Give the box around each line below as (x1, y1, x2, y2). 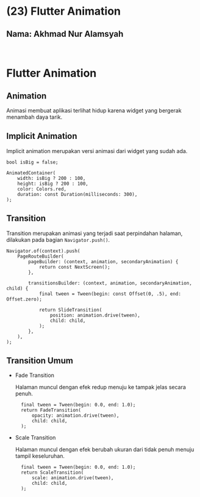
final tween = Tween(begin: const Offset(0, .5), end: (38, 291, 182, 297)
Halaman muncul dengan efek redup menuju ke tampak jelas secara (15, 384, 186, 391)
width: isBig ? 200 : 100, (17, 175, 86, 181)
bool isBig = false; (6, 159, 59, 165)
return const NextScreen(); (38, 264, 111, 270)
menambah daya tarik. (6, 113, 63, 121)
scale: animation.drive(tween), (31, 475, 114, 481)
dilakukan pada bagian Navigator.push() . (6, 236, 110, 243)
